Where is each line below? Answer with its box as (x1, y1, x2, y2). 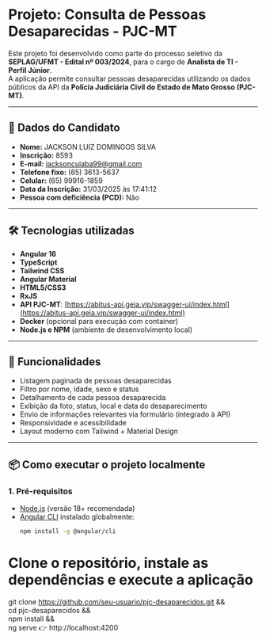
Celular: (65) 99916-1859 (19, 176, 103, 185)
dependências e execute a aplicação (8, 571, 253, 589)
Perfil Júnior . (8, 65, 52, 74)
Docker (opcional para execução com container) (19, 316, 179, 326)
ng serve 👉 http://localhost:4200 (8, 623, 119, 632)
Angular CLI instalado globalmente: (19, 512, 135, 522)
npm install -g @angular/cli (19, 528, 116, 535)
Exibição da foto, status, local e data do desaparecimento (19, 402, 207, 411)
